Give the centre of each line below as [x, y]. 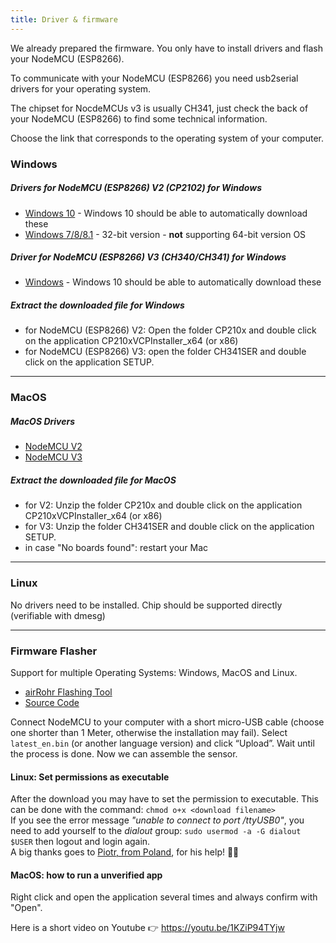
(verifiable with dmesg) [58, 615]
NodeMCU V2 [53, 447]
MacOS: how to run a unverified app [86, 875]
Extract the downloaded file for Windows [97, 305]
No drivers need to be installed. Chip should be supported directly [146, 605]
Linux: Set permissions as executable [90, 777]
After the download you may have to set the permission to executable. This [164, 799]
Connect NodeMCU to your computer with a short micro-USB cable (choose [167, 722]
